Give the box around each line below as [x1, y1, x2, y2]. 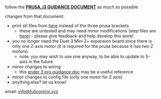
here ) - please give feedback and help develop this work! [19, 33, 134, 39]
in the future [28, 59, 53, 64]
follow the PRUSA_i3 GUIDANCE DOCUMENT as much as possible [5, 4, 138, 10]
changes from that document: [5, 14, 64, 19]
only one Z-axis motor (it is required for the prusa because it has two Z [12, 43, 154, 49]
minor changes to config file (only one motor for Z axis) [12, 74, 123, 80]
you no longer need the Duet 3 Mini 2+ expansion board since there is [12, 38, 152, 44]
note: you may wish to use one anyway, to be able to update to [19, 54, 145, 59]
